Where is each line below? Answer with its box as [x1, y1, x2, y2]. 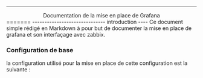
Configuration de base [6, 46, 74, 54]
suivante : [6, 66, 31, 73]
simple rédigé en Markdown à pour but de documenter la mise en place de [6, 25, 192, 32]
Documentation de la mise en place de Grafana [43, 12, 160, 19]
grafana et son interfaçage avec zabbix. [6, 31, 106, 38]
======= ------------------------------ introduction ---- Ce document [6, 19, 183, 25]
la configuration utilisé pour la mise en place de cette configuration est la [6, 59, 188, 67]
